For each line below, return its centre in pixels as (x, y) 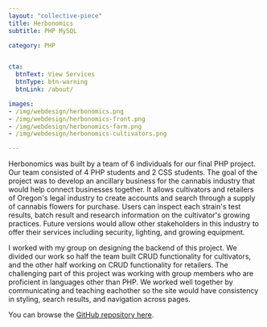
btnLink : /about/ (45, 89)
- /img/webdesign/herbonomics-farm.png (75, 126)
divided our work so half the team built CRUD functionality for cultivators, (130, 257)
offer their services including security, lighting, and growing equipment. (127, 232)
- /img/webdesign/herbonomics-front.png (77, 119)
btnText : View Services (55, 75)
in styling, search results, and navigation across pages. (100, 300)
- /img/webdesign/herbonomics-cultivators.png (88, 134)
